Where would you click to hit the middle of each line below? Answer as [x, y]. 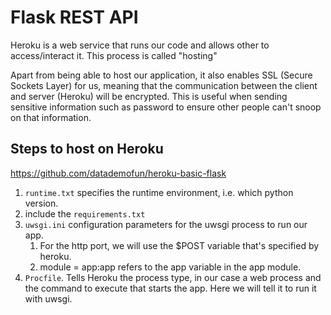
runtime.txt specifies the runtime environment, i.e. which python [159, 192]
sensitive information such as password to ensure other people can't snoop [166, 107]
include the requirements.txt [85, 213]
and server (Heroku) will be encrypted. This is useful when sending [149, 96]
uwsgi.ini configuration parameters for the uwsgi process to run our [166, 224]
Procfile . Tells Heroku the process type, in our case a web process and [173, 277]
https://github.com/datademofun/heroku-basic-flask [118, 173]
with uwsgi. [48, 298]
